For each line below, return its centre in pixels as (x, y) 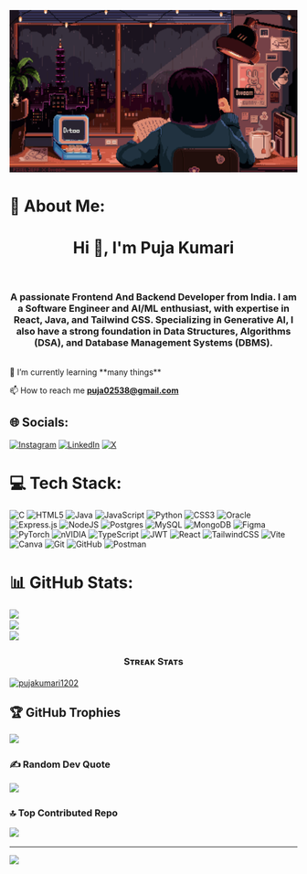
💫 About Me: (58, 206)
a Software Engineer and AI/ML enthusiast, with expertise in (153, 308)
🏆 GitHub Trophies (65, 713)
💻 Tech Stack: (66, 483)
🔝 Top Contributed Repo (64, 813)
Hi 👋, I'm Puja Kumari (153, 247)
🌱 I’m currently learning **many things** (85, 372)
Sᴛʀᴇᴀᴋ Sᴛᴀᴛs (153, 661)
